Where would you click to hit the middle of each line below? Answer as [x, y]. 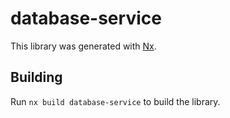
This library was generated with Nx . [83, 46]
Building [36, 77]
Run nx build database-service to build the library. [115, 101]
